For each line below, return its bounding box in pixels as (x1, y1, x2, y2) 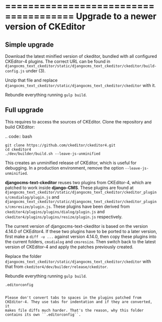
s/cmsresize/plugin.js (5, 204, 51, 209)
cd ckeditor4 (5, 147, 31, 152)
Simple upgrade (5, 40, 54, 49)
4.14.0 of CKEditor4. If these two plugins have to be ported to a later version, (5, 228, 157, 234)
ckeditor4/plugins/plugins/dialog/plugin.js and (5, 208, 105, 214)
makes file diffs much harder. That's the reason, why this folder (5, 308, 144, 313)
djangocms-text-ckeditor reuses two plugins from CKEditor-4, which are (5, 179, 151, 185)
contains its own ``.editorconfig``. (5, 312, 81, 317)
